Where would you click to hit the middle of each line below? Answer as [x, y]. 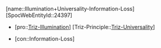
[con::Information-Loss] [44, 39]
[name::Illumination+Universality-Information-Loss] [70, 9]
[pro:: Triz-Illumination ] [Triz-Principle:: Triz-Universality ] [85, 27]
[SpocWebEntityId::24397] [39, 15]
